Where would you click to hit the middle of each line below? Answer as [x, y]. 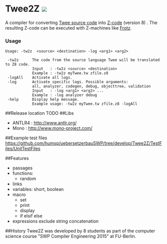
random [28, 179]
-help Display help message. [43, 100]
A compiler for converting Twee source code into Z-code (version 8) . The [81, 23]
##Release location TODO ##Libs [39, 113]
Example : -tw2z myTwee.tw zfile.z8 [70, 73]
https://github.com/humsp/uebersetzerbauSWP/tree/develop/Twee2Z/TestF [84, 143]
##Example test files [26, 138]
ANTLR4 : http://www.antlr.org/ [44, 123]
